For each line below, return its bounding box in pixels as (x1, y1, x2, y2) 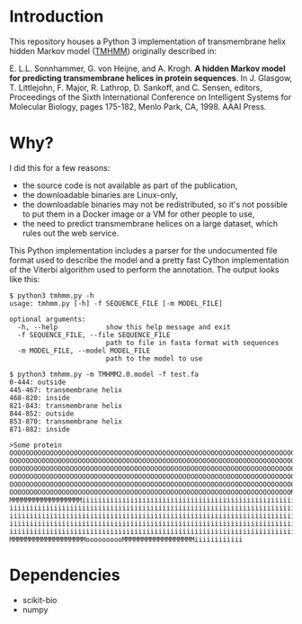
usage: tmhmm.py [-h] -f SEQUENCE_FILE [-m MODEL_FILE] (9, 299, 223, 308)
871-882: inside (9, 424, 70, 433)
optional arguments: (9, 315, 87, 324)
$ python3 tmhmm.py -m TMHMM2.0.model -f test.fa (9, 370, 200, 379)
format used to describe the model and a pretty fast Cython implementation (9, 254, 289, 265)
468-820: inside (9, 393, 70, 402)
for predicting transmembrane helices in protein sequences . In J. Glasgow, (9, 72, 293, 83)
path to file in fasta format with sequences (105, 338, 280, 347)
